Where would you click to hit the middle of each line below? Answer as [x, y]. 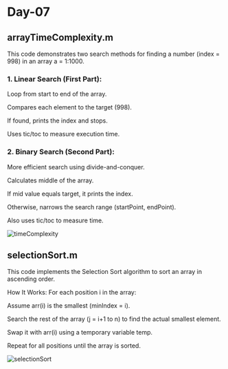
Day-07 [28, 12]
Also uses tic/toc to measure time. [56, 220]
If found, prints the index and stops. [58, 120]
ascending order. [31, 279]
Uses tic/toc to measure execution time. [64, 134]
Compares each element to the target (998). [70, 107]
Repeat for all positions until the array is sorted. [74, 346]
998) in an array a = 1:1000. [46, 61]
